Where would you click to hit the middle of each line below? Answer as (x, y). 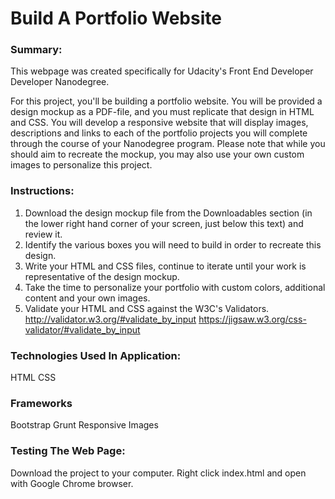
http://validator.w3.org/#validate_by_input (110, 319)
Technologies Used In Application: (96, 355)
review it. (43, 234)
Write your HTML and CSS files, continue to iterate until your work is (165, 266)
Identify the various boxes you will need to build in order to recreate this (173, 244)
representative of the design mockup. (102, 276)
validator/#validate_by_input (82, 329)
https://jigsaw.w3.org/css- (252, 319)
